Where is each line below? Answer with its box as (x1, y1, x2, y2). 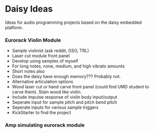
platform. (5, 24, 23, 30)
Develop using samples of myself (12, 58, 79, 64)
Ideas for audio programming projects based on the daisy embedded (5, 19, 142, 25)
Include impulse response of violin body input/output (12, 94, 117, 100)
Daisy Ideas (5, 3, 53, 15)
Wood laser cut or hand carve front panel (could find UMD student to (12, 84, 150, 90)
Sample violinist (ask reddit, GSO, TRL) (12, 48, 89, 54)
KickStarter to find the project (12, 110, 71, 116)
